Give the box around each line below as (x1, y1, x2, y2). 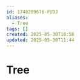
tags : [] (6, 25, 28, 32)
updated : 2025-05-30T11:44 (6, 37, 75, 43)
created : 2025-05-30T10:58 (6, 32, 75, 38)
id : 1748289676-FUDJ (6, 8, 59, 15)
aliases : (6, 15, 28, 21)
